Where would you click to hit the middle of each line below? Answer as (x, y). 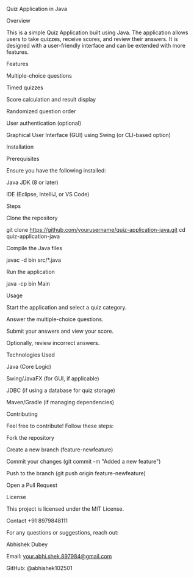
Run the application (31, 272)
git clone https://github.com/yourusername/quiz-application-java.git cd (96, 230)
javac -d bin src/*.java (34, 260)
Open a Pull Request (32, 485)
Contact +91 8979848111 (37, 521)
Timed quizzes (25, 87)
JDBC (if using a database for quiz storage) (61, 390)
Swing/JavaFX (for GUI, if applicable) (53, 378)
